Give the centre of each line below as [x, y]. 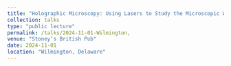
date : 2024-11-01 [32, 45]
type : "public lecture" [41, 26]
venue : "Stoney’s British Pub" [52, 39]
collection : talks [33, 20]
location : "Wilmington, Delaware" [57, 52]
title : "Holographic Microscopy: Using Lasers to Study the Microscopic [113, 13]
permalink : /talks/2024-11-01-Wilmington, [69, 33]
